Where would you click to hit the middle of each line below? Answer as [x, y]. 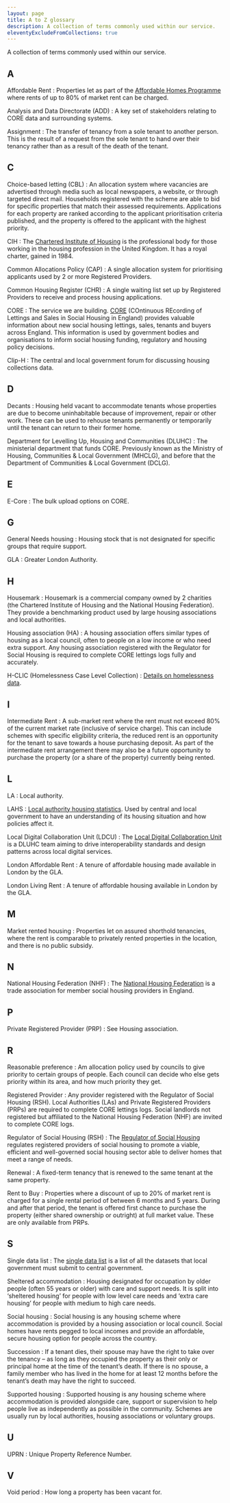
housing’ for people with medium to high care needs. [81, 1303]
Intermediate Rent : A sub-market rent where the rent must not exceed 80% [114, 721]
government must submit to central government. [75, 1267]
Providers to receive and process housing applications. [85, 297]
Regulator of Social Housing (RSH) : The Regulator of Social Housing [104, 1137]
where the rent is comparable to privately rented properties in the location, [112, 938]
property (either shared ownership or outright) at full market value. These [111, 1215]
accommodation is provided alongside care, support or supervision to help [112, 1401]
